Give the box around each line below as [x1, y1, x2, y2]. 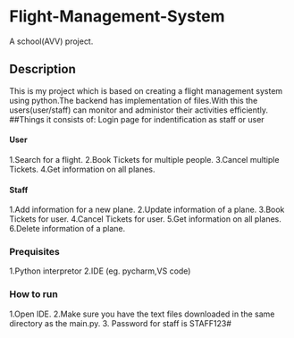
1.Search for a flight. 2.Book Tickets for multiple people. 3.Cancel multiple [9, 154, 280, 165]
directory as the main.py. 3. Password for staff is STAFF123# [9, 317, 232, 328]
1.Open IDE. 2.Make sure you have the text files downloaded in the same [9, 308, 275, 319]
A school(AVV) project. [9, 36, 94, 46]
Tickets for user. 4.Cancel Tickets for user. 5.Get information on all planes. [9, 214, 281, 224]
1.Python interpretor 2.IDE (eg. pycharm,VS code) [9, 266, 191, 276]
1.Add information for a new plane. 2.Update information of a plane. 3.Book [9, 204, 285, 215]
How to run [9, 288, 58, 300]
